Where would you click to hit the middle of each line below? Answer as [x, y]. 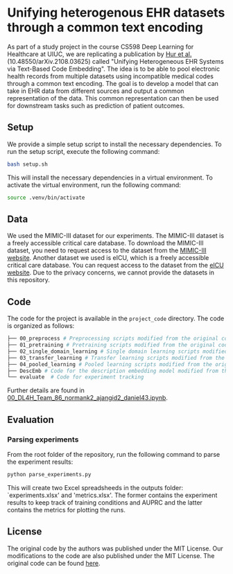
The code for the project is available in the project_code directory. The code [116, 319]
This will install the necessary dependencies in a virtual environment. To [110, 177]
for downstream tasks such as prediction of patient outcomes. [96, 105]
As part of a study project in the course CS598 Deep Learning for [101, 46]
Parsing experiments [43, 440]
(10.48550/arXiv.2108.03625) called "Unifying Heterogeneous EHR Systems [115, 61]
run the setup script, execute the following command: [84, 151]
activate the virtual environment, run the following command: [94, 184]
